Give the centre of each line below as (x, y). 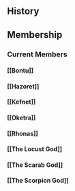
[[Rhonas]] (23, 133)
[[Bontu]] (20, 71)
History (23, 11)
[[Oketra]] (21, 118)
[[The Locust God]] (35, 149)
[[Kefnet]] (21, 102)
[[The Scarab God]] (35, 165)
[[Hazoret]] (23, 86)
